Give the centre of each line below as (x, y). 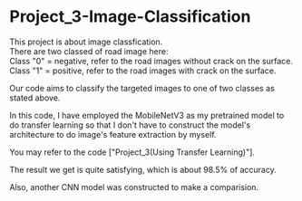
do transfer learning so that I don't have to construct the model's (130, 125)
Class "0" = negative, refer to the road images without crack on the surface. (151, 61)
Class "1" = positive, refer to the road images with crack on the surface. (143, 71)
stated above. (35, 98)
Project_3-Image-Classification (130, 17)
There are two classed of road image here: (89, 51)
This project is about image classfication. (86, 42)
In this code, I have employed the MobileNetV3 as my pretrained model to (147, 115)
